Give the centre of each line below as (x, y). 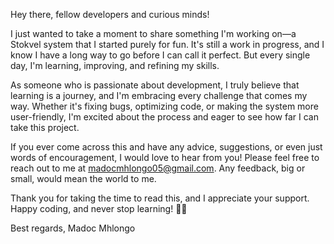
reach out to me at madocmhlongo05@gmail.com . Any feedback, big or (158, 168)
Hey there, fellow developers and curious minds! (110, 14)
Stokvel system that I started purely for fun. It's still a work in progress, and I (167, 44)
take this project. (45, 127)
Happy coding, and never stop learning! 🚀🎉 (99, 208)
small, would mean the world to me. (83, 178)
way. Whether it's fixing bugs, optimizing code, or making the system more (164, 106)
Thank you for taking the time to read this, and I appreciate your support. (160, 198)
